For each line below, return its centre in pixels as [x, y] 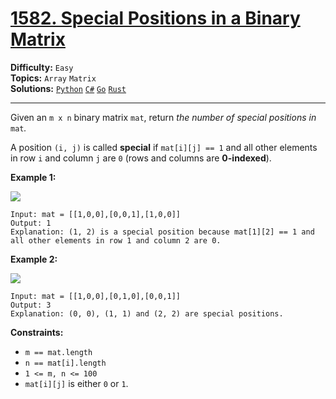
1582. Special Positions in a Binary [155, 18]
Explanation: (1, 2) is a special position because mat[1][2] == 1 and [162, 232]
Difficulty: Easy [42, 67]
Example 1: [33, 177]
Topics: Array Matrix [53, 78]
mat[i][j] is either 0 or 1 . [76, 383]
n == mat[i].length [65, 363]
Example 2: [34, 259]
